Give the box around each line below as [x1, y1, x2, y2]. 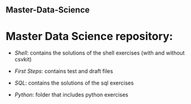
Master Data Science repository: [5, 29, 173, 43]
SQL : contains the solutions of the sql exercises [14, 79, 134, 87]
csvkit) [14, 56, 32, 63]
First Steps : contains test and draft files [14, 68, 113, 75]
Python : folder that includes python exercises [14, 91, 129, 99]
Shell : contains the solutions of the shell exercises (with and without [14, 49, 185, 57]
